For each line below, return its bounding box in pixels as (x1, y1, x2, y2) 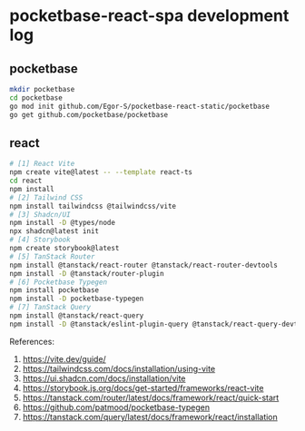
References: (9, 336, 54, 347)
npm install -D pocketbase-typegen (9, 294, 144, 304)
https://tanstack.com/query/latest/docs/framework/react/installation (22, 411, 279, 422)
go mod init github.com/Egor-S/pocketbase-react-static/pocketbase (9, 102, 271, 111)
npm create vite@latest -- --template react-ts (9, 168, 193, 177)
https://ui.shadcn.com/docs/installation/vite (22, 373, 186, 384)
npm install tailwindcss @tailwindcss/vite (9, 201, 177, 211)
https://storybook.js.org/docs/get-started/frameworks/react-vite (22, 382, 264, 393)
